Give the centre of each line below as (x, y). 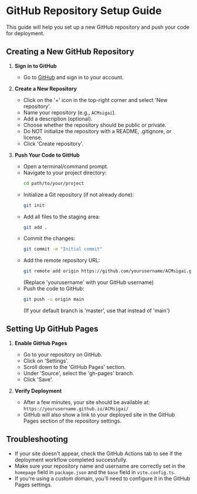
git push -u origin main (54, 300)
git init (34, 205)
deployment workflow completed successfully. (71, 459)
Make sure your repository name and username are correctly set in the (100, 466)
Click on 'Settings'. (46, 361)
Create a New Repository (46, 89)
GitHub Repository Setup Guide (84, 11)
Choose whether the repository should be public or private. (95, 125)
